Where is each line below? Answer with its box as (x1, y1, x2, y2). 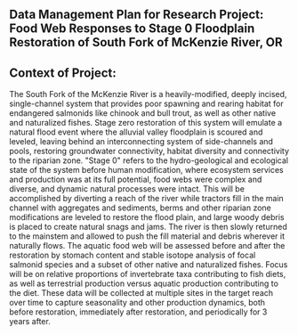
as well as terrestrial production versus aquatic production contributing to (9, 278, 278, 289)
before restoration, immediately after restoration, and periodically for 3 (9, 306, 268, 317)
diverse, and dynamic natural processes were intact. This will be (9, 184, 245, 194)
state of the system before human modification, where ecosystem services (9, 165, 284, 176)
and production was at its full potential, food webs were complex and (9, 174, 262, 185)
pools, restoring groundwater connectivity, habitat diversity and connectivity (9, 146, 290, 157)
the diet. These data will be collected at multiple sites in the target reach (9, 288, 274, 298)
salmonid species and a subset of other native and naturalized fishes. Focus (9, 259, 288, 270)
